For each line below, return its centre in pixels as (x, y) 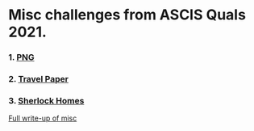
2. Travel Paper (38, 79)
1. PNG (21, 57)
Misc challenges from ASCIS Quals (127, 15)
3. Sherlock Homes (46, 100)
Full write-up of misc (43, 118)
